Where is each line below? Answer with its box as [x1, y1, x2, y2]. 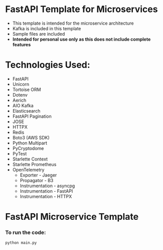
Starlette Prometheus [12, 161, 57, 167]
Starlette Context [12, 156, 48, 162]
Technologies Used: [5, 59, 90, 71]
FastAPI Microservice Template [5, 211, 139, 222]
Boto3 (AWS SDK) [12, 134, 50, 140]
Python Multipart [12, 140, 48, 146]
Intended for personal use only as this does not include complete [12, 36, 151, 42]
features [12, 41, 31, 47]
